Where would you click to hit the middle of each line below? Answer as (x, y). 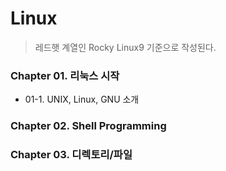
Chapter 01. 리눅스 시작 (65, 75)
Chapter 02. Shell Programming (88, 126)
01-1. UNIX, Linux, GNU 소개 (82, 99)
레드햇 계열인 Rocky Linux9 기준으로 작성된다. (125, 47)
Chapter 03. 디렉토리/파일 (71, 155)
